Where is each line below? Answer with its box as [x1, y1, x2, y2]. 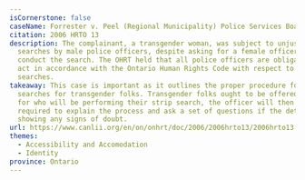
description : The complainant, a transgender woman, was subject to [9, 38, 274, 48]
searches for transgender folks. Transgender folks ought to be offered [17, 89, 299, 98]
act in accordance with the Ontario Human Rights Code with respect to [17, 65, 295, 74]
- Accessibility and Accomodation [17, 140, 148, 149]
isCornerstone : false [9, 13, 92, 23]
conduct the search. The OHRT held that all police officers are [17, 55, 271, 65]
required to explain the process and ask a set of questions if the [17, 106, 282, 115]
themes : [9, 132, 39, 141]
